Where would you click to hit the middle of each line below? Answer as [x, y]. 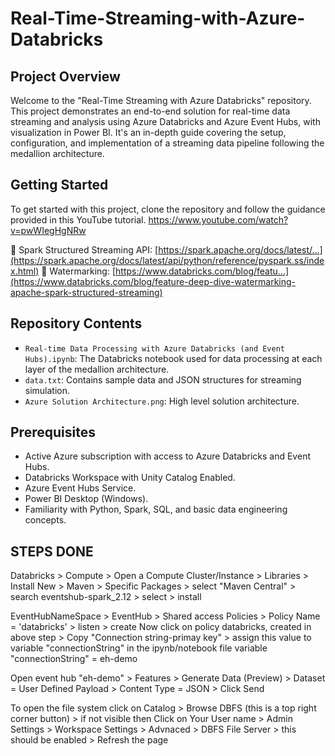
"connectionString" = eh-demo [74, 659]
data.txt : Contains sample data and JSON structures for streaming [163, 379]
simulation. [47, 390]
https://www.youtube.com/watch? [218, 219]
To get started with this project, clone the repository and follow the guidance [168, 209]
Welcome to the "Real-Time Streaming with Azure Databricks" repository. [161, 100]
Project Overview [65, 76]
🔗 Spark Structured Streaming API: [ [84, 249]
